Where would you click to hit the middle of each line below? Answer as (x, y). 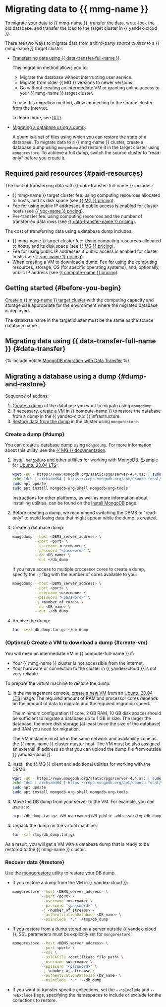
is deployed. (18, 310)
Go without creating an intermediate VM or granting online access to (89, 87)
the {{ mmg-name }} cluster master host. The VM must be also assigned (86, 744)
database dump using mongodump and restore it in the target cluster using (86, 147)
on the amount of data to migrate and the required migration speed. (81, 703)
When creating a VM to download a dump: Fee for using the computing (85, 262)
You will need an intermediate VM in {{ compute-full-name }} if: (70, 653)
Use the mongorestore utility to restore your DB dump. (60, 873)
